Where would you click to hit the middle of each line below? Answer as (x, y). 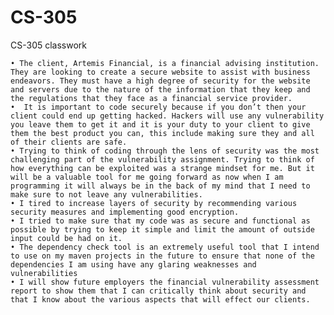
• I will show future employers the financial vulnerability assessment (165, 282)
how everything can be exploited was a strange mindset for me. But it (162, 168)
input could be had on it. (66, 238)
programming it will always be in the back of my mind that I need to (160, 186)
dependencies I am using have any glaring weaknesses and (133, 264)
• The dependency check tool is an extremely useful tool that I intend (165, 247)
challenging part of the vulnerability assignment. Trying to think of (162, 159)
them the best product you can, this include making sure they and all (162, 133)
